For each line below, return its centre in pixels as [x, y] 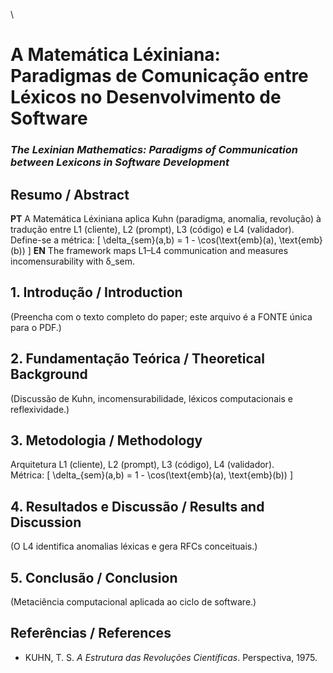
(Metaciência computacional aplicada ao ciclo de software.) [133, 601]
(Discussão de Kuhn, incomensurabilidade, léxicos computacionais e [151, 398]
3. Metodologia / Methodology [106, 440]
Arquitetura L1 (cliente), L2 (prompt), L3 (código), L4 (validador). [142, 465]
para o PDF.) [36, 327]
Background [49, 374]
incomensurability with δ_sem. [73, 261]
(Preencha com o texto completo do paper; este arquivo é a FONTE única [161, 316]
